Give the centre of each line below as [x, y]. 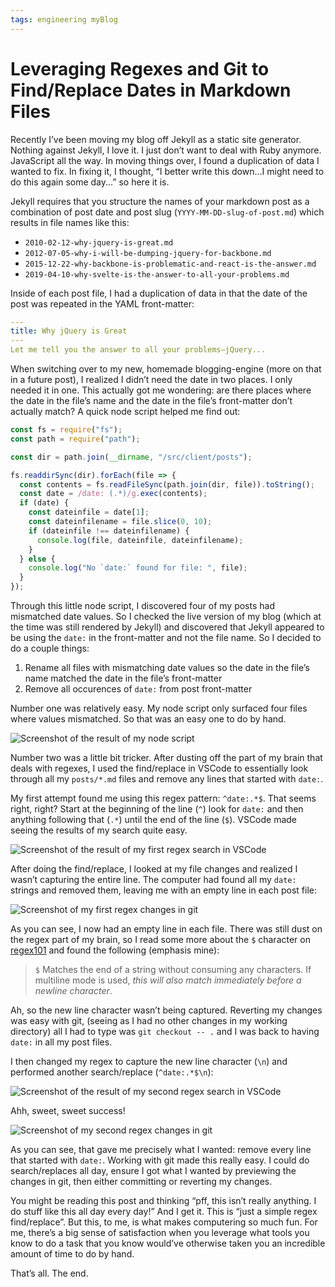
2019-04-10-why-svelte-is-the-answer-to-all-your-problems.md [157, 274]
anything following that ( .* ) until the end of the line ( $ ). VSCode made [154, 820]
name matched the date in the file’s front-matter [123, 678]
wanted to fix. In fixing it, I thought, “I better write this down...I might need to [167, 171]
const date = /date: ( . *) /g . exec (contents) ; [113, 494]
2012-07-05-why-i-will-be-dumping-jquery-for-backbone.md [148, 253]
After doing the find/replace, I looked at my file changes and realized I [154, 869]
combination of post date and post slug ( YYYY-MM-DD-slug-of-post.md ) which [167, 212]
